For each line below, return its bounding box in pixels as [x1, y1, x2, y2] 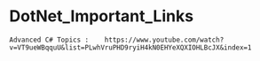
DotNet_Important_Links [9, 6, 193, 27]
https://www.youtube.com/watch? [104, 35, 225, 44]
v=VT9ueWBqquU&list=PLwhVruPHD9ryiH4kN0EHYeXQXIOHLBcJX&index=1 [9, 42, 252, 52]
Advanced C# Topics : [9, 35, 90, 44]
